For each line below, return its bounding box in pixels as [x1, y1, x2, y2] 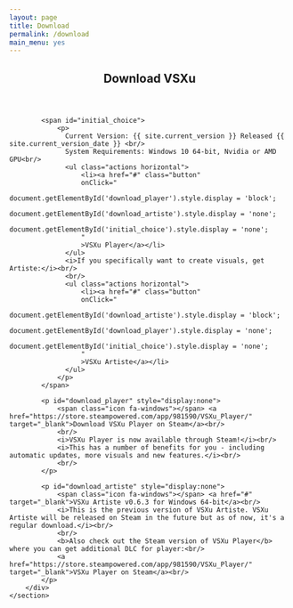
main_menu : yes [9, 37, 66, 47]
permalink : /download [9, 29, 90, 38]
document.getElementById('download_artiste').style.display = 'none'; [9, 209, 277, 218]
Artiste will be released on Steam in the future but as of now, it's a [9, 513, 285, 522]
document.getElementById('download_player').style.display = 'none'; [9, 326, 273, 335]
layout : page [9, 12, 58, 22]
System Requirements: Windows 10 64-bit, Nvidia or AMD [65, 147, 277, 156]
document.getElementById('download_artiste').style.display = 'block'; [9, 311, 281, 320]
